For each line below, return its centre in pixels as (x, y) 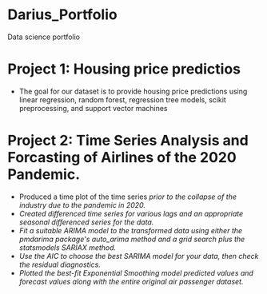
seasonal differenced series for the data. (86, 222)
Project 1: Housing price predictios (124, 69)
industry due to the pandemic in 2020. (82, 205)
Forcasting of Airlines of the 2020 (122, 158)
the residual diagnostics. (60, 264)
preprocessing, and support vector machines (94, 108)
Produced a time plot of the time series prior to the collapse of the (128, 197)
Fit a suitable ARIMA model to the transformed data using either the (131, 230)
